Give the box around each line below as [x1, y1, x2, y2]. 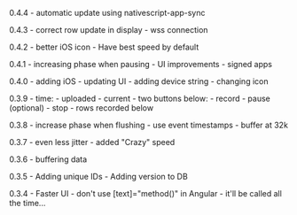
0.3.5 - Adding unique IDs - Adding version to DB [9, 172, 188, 181]
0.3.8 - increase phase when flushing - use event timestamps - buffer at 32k [9, 119, 288, 130]
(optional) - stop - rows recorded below [9, 103, 153, 113]
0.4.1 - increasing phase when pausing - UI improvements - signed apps [9, 59, 273, 69]
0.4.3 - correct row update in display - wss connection [9, 25, 208, 35]
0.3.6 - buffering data [9, 154, 88, 165]
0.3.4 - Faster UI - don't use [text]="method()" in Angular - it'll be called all [9, 188, 282, 198]
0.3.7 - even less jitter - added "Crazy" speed [9, 137, 176, 147]
